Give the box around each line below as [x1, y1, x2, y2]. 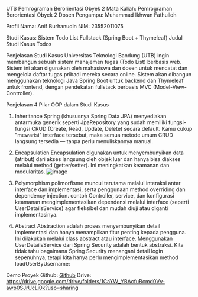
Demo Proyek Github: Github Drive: [6, 272, 92, 279]
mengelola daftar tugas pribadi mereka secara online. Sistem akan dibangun [6, 71, 192, 78]
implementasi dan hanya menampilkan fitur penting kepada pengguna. [14, 229, 187, 235]
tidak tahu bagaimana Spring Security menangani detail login [14, 248, 164, 254]
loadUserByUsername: [14, 260, 70, 267]
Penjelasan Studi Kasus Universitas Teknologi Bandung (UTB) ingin [6, 52, 170, 59]
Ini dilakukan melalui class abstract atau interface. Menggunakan [14, 235, 173, 242]
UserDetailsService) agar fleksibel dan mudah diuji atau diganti [14, 205, 168, 212]
